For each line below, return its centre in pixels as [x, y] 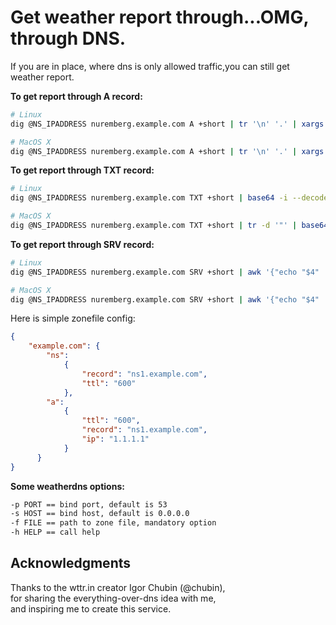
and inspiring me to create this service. [91, 608]
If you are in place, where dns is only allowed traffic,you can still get [150, 66]
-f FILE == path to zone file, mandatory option [113, 523]
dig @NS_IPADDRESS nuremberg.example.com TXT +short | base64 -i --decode [169, 198]
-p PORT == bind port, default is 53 [89, 504]
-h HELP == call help [55, 532]
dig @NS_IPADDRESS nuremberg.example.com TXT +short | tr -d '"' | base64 [169, 226]
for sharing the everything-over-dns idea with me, [113, 598]
